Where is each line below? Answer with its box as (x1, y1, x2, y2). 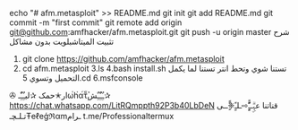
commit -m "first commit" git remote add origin (9, 17, 183, 28)
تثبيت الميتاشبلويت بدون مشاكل (9, 36, 115, 47)
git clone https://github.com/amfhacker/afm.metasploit (21, 54, 226, 64)
